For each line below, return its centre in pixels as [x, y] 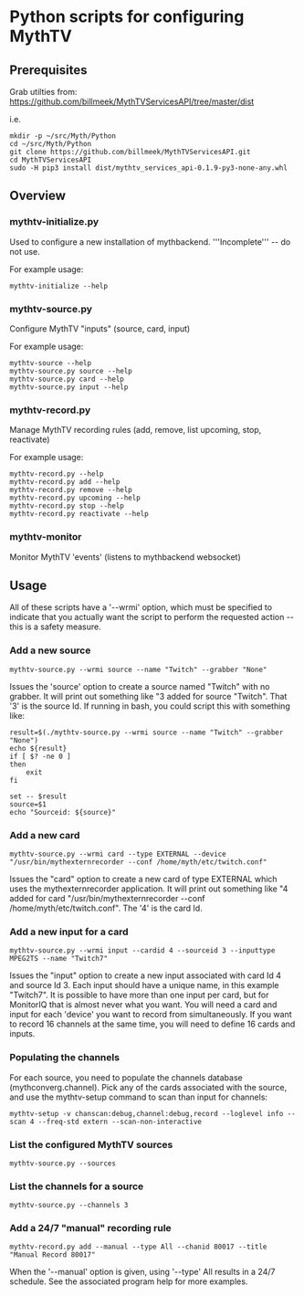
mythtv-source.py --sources [63, 1163]
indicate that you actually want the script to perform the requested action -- [152, 617]
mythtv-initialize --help [58, 286]
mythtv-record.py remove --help [71, 490]
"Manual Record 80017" [52, 1255]
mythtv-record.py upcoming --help [75, 498]
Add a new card [45, 835]
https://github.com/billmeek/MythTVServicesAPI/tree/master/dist [132, 101]
